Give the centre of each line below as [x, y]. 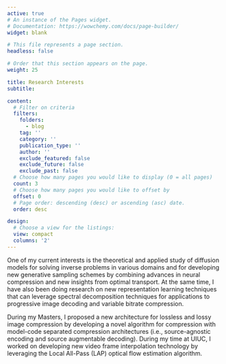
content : [20, 101]
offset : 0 [27, 196]
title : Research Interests [46, 82]
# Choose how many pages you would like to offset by [91, 190]
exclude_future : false [52, 165]
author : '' [35, 152]
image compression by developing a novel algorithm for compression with [111, 324]
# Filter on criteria [44, 107]
